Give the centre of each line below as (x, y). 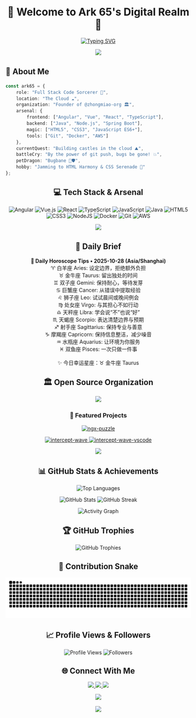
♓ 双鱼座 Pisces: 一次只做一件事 (98, 349)
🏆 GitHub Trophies (98, 531)
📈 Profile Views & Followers (98, 635)
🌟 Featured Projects (98, 416)
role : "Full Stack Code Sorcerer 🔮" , (62, 92)
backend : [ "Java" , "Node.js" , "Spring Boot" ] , (85, 123)
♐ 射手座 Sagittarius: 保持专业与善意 (98, 327)
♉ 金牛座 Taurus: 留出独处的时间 (98, 275)
